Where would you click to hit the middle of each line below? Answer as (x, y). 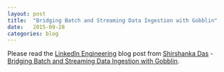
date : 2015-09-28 (36, 27)
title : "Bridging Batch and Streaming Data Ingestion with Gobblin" (113, 20)
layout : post (27, 14)
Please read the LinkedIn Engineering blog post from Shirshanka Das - (110, 54)
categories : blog (33, 34)
